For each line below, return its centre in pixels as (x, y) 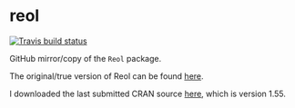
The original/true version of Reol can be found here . (107, 76)
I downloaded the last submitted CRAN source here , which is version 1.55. (148, 93)
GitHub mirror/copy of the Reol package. (86, 58)
